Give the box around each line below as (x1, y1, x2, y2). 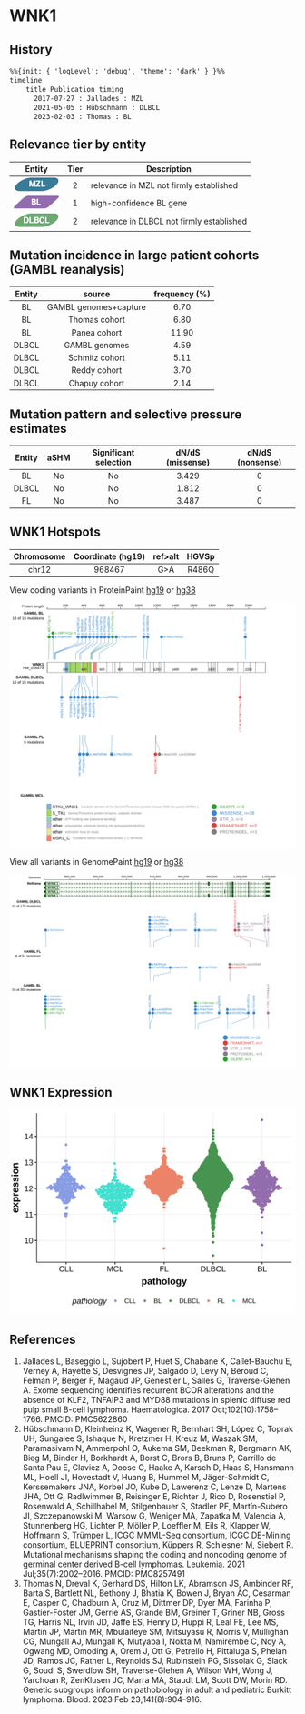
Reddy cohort (71, 365, 123, 376)
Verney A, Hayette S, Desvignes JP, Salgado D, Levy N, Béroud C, (22, 1365, 270, 1376)
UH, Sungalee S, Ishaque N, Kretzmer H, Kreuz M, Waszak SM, (22, 1433, 259, 1444)
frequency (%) (153, 288, 211, 299)
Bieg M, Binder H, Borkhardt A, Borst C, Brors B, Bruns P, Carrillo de (22, 1452, 277, 1463)
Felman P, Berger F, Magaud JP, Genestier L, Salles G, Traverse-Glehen (22, 1375, 290, 1386)
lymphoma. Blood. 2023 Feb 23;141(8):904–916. (22, 1693, 202, 1705)
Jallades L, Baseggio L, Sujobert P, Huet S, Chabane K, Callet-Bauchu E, (22, 1356, 293, 1367)
